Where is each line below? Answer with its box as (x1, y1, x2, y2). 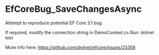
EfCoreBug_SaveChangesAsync (5, 3, 142, 15)
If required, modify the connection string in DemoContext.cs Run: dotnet (5, 29, 154, 35)
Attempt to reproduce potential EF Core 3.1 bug (5, 20, 102, 26)
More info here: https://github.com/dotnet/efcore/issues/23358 (5, 44, 136, 50)
